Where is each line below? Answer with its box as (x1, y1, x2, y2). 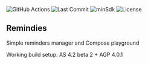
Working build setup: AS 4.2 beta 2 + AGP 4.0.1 (6, 51, 123, 58)
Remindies (6, 23, 47, 33)
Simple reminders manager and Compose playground (6, 39, 140, 46)
